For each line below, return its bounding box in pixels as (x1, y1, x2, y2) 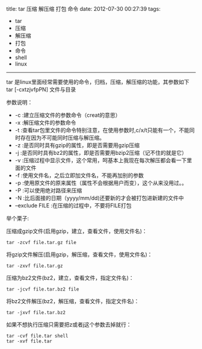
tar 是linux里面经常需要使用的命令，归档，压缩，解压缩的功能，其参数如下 (6, 78, 189, 86)
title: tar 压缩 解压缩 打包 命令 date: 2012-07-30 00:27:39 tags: (6, 5, 161, 12)
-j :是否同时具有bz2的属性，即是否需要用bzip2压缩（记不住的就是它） (14, 149, 188, 156)
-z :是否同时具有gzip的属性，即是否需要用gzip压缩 (14, 142, 140, 149)
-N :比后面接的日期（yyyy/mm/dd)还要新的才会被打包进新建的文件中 (14, 195, 185, 201)
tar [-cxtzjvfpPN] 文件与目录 (6, 86, 76, 93)
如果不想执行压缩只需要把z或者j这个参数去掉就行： (6, 321, 132, 328)
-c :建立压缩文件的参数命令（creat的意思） (14, 112, 121, 119)
